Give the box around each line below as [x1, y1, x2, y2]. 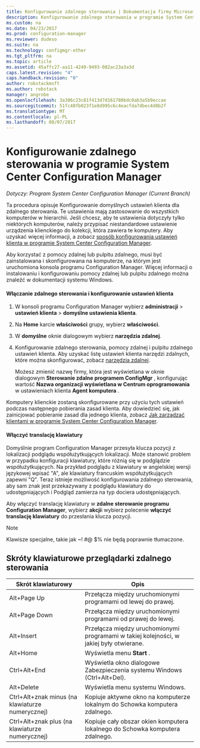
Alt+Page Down [9, 611, 53, 619]
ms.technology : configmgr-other [6, 48, 86, 54]
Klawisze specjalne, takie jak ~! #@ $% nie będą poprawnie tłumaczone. [6, 536, 185, 543]
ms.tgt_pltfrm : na [6, 53, 52, 59]
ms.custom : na [6, 20, 42, 26]
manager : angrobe [6, 92, 49, 98]
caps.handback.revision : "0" [6, 75, 79, 81]
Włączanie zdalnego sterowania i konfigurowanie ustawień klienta [6, 290, 174, 297]
